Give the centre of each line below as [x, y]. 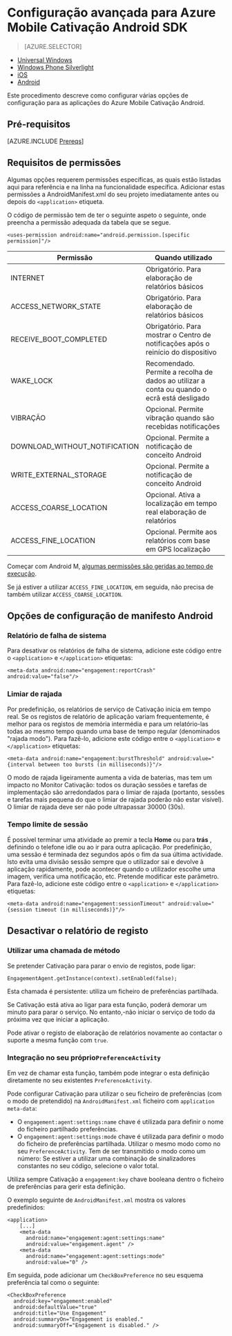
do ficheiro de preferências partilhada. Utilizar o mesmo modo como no [119, 1144]
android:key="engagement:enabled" [63, 1301]
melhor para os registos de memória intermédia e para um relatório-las [108, 724]
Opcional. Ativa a [173, 494]
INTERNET [28, 278]
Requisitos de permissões [64, 163]
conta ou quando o [176, 389]
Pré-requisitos [39, 125]
